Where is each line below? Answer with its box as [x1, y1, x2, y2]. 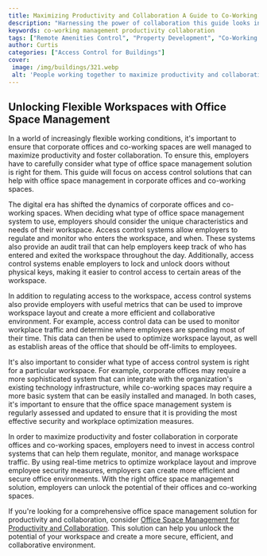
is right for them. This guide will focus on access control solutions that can [8, 168, 253, 177]
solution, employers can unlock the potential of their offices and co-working [8, 483, 257, 492]
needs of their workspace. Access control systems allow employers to [8, 225, 238, 235]
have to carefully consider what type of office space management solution [8, 159, 253, 169]
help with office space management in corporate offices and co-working [8, 176, 246, 185]
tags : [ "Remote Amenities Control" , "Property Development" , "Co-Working [8, 33, 258, 42]
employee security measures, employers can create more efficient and [8, 466, 240, 476]
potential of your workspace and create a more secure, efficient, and [8, 532, 234, 542]
